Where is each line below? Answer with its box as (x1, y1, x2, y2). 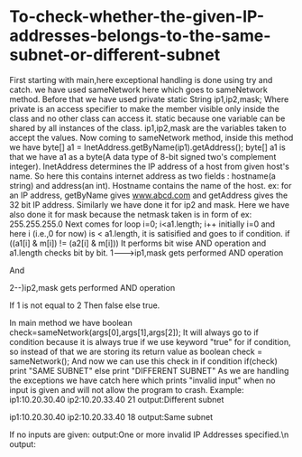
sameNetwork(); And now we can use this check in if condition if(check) (9, 355, 278, 367)
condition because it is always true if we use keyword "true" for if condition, (9, 336, 291, 347)
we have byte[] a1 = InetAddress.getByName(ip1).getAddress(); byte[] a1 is (9, 142, 286, 153)
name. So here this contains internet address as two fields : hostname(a (9, 170, 277, 182)
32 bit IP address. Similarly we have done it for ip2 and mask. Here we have (9, 199, 290, 210)
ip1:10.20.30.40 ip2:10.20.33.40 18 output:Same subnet (9, 411, 214, 422)
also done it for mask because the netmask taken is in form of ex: (9, 209, 252, 219)
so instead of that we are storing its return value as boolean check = (9, 346, 263, 357)
